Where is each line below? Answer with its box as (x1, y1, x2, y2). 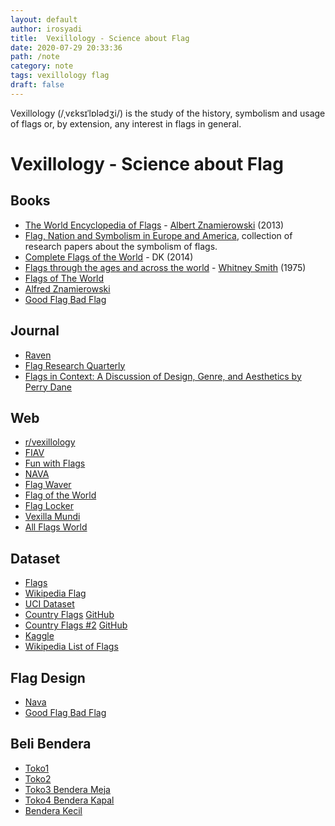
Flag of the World (24, 489, 97, 501)
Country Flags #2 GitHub (24, 619, 128, 631)
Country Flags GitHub (24, 609, 115, 621)
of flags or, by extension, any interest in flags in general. (10, 117, 242, 130)
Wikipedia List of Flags (24, 641, 119, 653)
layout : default (10, 14, 78, 25)
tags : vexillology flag (10, 71, 110, 81)
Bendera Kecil (24, 804, 83, 816)
